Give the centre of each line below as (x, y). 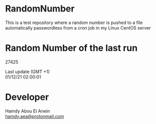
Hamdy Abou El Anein (28, 111)
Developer (27, 97)
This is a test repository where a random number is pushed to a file (74, 22)
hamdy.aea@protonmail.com (35, 116)
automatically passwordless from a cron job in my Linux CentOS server (78, 27)
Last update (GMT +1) (27, 71)
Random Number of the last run (72, 48)
